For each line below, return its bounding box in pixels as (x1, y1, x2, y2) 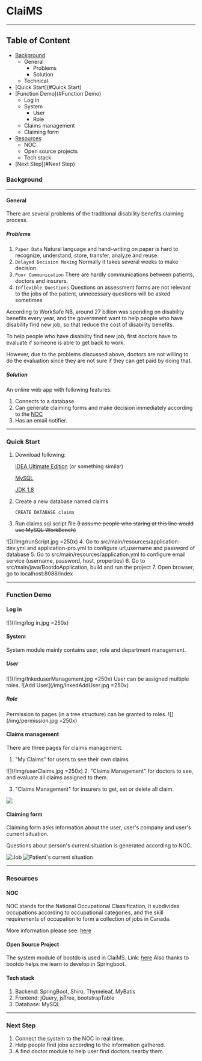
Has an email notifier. (14, 417, 68, 424)
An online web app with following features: (6, 386, 112, 394)
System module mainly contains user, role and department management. (6, 646, 186, 654)
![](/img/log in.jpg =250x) (6, 619, 69, 626)
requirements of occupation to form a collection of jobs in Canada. (6, 915, 171, 923)
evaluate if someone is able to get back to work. (6, 339, 125, 347)
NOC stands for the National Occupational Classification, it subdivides (6, 903, 180, 910)
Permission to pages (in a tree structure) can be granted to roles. (6, 710, 167, 717)
